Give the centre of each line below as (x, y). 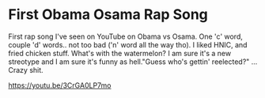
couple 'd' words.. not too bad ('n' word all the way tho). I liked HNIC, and (128, 44)
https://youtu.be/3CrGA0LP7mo (60, 85)
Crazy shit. (26, 70)
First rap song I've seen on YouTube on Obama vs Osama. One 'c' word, (126, 36)
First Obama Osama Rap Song (108, 15)
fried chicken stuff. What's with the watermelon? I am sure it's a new (120, 53)
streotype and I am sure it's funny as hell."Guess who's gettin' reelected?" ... (133, 62)
